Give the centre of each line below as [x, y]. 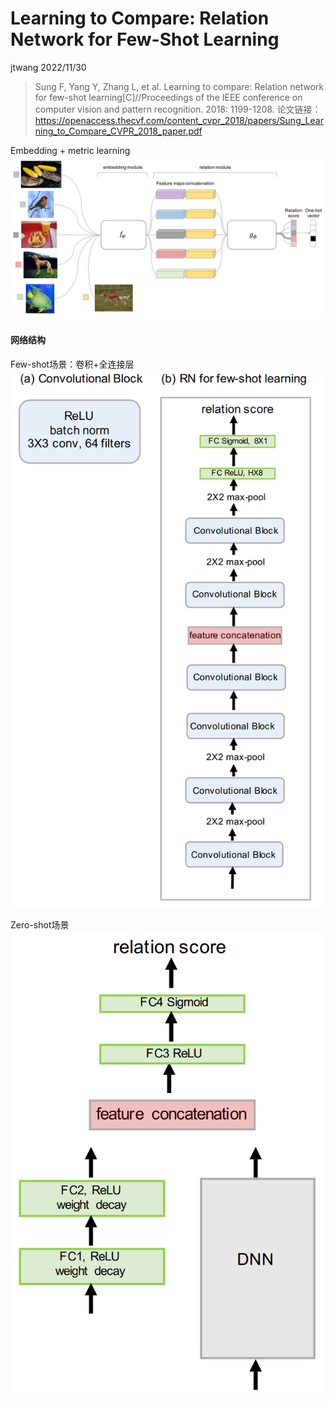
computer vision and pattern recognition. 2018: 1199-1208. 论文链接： [178, 109]
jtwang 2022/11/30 [48, 67]
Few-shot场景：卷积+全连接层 [72, 364]
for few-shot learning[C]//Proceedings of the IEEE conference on [168, 97]
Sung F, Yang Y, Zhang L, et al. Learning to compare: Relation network [179, 86]
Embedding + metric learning [70, 150]
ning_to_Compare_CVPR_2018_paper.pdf [118, 131]
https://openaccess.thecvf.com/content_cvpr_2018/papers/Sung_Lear [179, 120]
